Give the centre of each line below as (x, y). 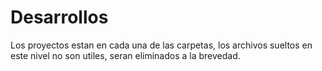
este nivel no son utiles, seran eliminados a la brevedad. (125, 55)
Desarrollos (59, 17)
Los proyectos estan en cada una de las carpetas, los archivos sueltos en (161, 45)
